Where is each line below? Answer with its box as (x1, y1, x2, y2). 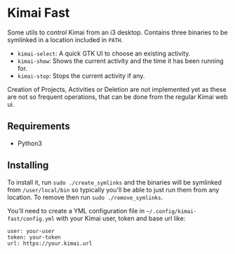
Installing (7, 159, 49, 171)
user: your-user (7, 227, 55, 234)
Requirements (7, 121, 70, 133)
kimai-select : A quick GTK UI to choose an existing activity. (17, 49, 191, 58)
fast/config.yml (7, 215, 55, 222)
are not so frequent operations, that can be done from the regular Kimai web (7, 93, 228, 101)
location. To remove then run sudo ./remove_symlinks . (7, 193, 163, 201)
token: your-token (7, 234, 61, 241)
